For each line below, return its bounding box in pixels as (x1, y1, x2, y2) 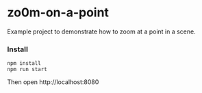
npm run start (7, 66, 48, 73)
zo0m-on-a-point (7, 5, 110, 21)
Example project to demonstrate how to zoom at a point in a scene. (7, 27, 197, 36)
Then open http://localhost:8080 (7, 78, 99, 86)
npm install (7, 60, 41, 67)
